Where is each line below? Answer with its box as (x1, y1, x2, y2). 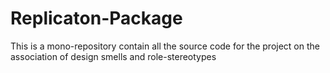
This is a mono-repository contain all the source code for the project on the (10, 40, 320, 52)
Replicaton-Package (10, 7, 183, 30)
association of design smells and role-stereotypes (10, 50, 217, 62)
